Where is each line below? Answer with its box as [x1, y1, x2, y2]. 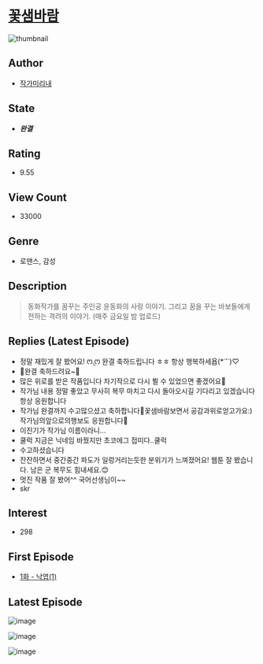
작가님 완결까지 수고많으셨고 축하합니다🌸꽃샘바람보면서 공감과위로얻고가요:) [19, 406, 253, 415]
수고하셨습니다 [19, 445, 65, 454]
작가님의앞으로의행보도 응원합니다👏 [19, 415, 128, 425]
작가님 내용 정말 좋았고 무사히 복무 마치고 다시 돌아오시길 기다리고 [19, 386, 222, 395]
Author [8, 57, 43, 70]
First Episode [8, 550, 75, 563]
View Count [8, 191, 67, 204]
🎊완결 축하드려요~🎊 [19, 366, 80, 376]
